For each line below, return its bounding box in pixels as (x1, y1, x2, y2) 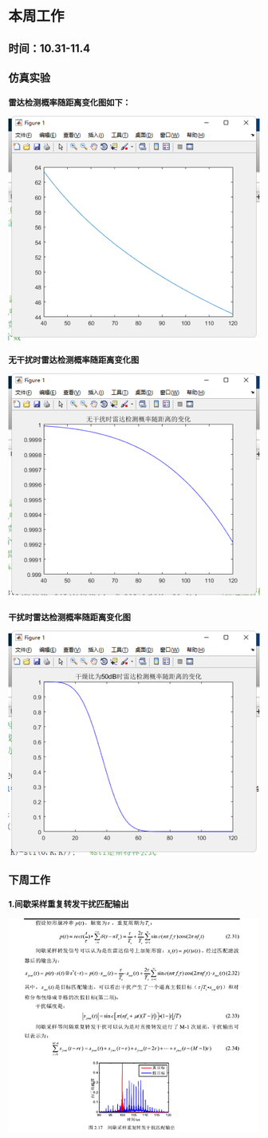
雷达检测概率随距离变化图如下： (8, 97, 132, 108)
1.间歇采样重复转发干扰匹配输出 (8, 899, 129, 910)
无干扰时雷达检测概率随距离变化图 (8, 354, 140, 366)
